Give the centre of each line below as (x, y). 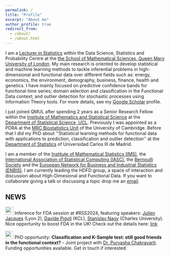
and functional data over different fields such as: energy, (91, 74)
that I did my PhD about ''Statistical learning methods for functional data (81, 133)
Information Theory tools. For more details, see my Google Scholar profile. (83, 101)
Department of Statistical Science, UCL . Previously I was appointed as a (81, 122)
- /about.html (25, 39)
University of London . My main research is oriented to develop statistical (82, 64)
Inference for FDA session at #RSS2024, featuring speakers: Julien (85, 213)
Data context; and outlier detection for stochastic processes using (75, 96)
